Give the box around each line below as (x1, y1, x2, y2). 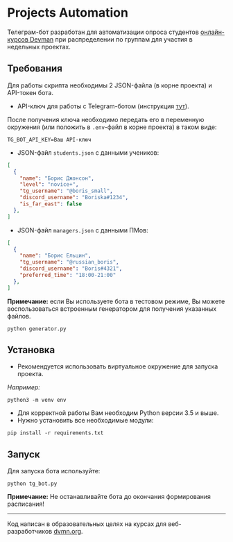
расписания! (7, 500, 45, 508)
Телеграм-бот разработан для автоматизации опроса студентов (7, 28, 199, 36)
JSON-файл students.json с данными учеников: (17, 148, 159, 157)
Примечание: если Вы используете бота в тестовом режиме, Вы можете (7, 297, 225, 305)
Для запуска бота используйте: (7, 467, 101, 475)
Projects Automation (7, 5, 128, 21)
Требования (7, 62, 62, 74)
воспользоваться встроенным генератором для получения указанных (7, 304, 217, 313)
